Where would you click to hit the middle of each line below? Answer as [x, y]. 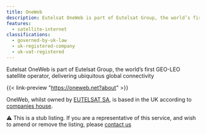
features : [19, 23]
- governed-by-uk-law [40, 40]
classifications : [29, 35]
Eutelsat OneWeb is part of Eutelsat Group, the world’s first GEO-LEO [93, 69]
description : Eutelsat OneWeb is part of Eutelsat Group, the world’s [98, 18]
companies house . [30, 106]
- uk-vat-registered [38, 52]
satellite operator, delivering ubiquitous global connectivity [80, 76]
